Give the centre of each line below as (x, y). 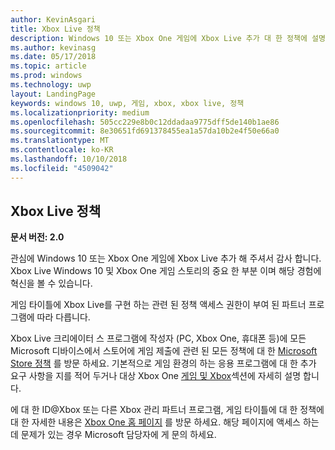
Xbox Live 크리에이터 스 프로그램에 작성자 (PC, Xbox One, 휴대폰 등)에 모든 (158, 338)
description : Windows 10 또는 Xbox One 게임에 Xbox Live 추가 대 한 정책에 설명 (168, 38)
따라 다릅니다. (63, 317)
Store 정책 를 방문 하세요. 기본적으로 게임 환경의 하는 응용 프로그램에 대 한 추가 (163, 363)
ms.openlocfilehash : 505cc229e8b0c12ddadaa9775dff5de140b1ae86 (145, 122)
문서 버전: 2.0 (37, 237)
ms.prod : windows (46, 76)
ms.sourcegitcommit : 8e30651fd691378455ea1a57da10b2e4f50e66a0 (145, 131)
